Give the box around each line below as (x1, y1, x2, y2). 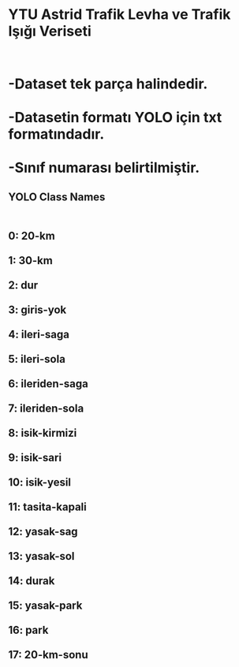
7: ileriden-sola (8, 402, 84, 415)
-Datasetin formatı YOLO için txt (8, 109, 222, 127)
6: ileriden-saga (8, 377, 88, 391)
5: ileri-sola (8, 352, 65, 366)
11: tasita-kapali (8, 501, 87, 514)
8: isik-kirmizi (8, 427, 77, 440)
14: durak (8, 574, 55, 588)
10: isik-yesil (8, 475, 72, 490)
